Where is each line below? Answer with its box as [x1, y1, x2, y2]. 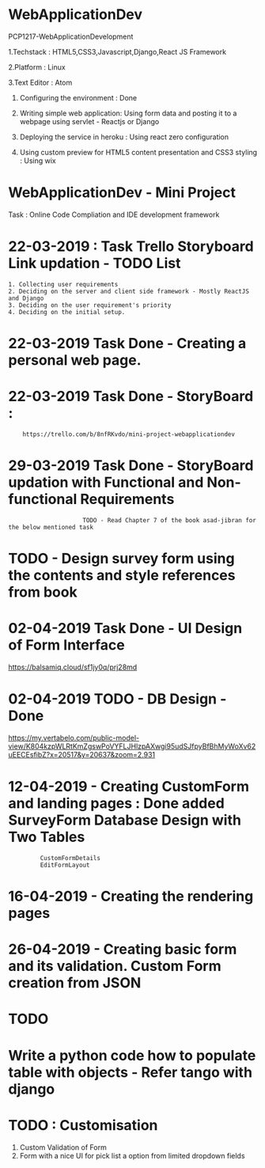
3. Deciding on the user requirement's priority [8, 301, 172, 309]
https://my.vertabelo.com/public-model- [8, 733, 140, 742]
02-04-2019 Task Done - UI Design [8, 620, 243, 638]
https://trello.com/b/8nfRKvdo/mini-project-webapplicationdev [22, 430, 236, 438]
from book [8, 583, 78, 601]
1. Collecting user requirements [8, 280, 119, 288]
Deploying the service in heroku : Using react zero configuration [19, 132, 229, 142]
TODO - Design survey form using [8, 550, 235, 567]
